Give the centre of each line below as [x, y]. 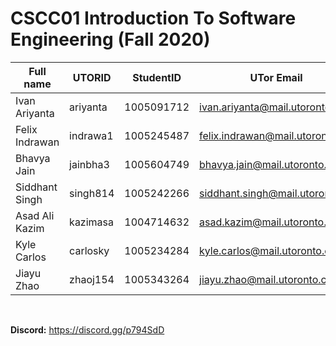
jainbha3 [89, 164]
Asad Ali [35, 215]
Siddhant [36, 187]
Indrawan [37, 142]
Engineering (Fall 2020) [110, 39]
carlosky [89, 250]
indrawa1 [91, 135]
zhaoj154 [92, 279]
